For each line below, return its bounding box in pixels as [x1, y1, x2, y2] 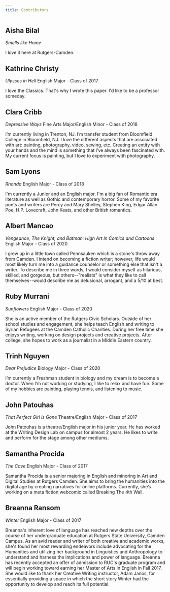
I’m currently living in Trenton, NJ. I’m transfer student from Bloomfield [5, 131, 153, 137]
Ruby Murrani [5, 292, 49, 301]
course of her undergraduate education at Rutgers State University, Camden [5, 532, 165, 539]
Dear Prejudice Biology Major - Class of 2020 [5, 365, 100, 371]
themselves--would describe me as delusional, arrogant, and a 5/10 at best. [5, 277, 163, 284]
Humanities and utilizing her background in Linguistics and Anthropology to [5, 548, 163, 554]
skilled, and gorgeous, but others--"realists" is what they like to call [5, 272, 146, 278]
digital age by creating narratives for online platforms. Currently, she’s [5, 483, 151, 489]
